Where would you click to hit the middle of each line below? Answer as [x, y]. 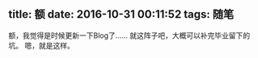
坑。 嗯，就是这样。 [41, 45]
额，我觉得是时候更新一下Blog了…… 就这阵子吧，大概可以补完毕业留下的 [129, 35]
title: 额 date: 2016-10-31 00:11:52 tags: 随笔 [121, 14]
